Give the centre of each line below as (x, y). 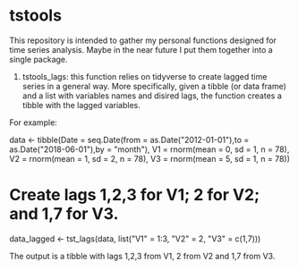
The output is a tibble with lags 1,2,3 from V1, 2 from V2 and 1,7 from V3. (142, 256)
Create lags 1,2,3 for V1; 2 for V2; (135, 195)
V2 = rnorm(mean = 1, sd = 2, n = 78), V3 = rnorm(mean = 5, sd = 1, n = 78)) (150, 158)
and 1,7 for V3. (64, 214)
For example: (34, 122)
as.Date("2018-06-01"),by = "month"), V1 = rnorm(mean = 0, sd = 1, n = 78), (149, 149)
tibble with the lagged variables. (81, 105)
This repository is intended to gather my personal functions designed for (143, 40)
